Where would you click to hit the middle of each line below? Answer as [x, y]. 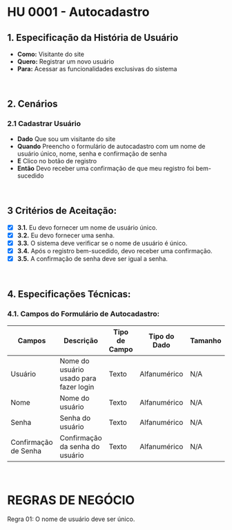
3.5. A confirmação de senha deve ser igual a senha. [92, 258]
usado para [78, 378]
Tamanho [206, 340]
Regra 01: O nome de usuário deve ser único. [71, 519]
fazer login [77, 387]
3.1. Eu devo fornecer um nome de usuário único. [87, 227]
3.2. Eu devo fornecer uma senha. [66, 235]
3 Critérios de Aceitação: [62, 211]
